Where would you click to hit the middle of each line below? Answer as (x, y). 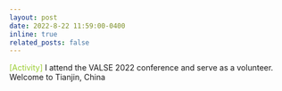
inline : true (33, 34)
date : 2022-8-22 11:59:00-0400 (67, 26)
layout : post (33, 17)
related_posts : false (50, 42)
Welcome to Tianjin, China (57, 78)
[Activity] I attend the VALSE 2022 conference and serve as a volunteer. (141, 68)
